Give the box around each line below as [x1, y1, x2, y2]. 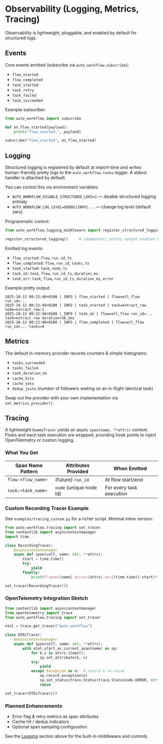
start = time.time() [22, 556, 64, 562]
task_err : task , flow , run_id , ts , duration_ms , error [12, 276, 114, 281]
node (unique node [55, 484, 97, 491]
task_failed [12, 93, 36, 98]
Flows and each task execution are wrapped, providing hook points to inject [5, 432, 157, 438]
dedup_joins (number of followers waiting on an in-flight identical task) [12, 385, 153, 391]
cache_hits [12, 376, 34, 381]
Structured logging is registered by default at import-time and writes [5, 164, 142, 171]
